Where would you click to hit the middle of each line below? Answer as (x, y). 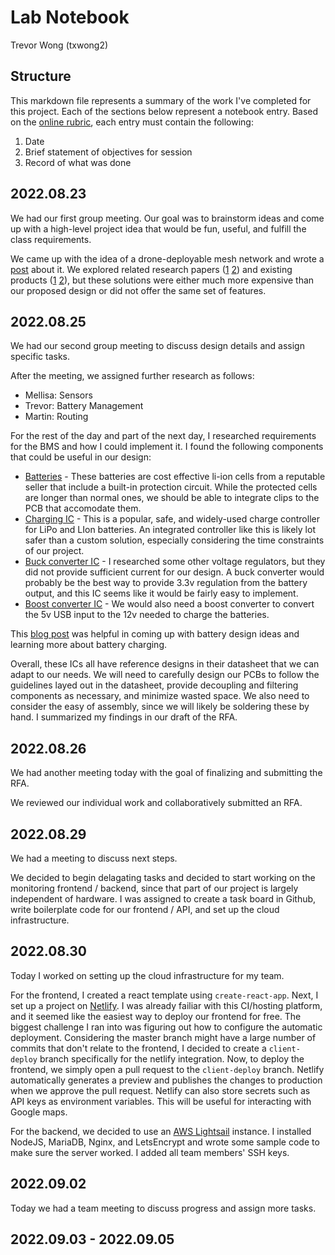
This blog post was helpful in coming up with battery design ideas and (155, 634)
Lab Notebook (70, 17)
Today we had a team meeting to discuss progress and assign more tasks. (163, 1208)
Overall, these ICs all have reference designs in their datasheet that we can (165, 664)
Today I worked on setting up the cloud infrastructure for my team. (147, 975)
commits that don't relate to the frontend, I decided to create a (138, 1048)
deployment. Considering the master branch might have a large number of (163, 1037)
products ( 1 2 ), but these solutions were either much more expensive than (162, 280)
